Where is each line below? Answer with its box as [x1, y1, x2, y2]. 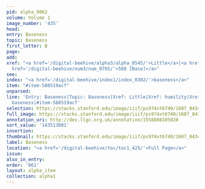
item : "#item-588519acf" [6, 83, 70, 89]
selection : [6, 105, 34, 112]
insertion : [6, 128, 34, 134]
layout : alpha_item [6, 168, 56, 174]
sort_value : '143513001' [6, 123, 70, 129]
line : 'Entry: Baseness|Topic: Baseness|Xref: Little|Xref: [6, 94, 163, 100]
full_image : [6, 111, 37, 117]
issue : [6, 151, 23, 157]
